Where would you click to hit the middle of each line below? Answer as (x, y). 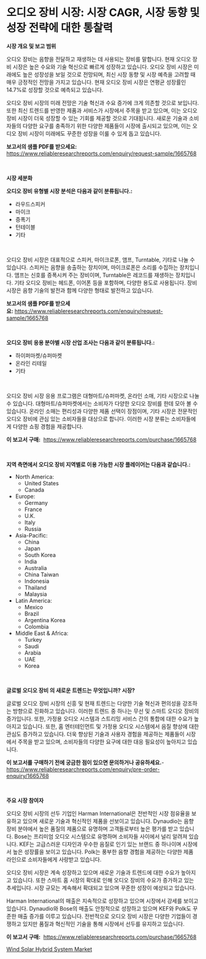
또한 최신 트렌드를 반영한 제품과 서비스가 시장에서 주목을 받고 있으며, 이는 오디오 (102, 110)
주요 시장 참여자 (25, 800)
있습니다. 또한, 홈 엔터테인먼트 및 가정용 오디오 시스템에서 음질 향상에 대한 (111, 726)
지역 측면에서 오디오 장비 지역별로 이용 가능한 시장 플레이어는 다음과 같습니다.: (99, 464)
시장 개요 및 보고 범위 (31, 46)
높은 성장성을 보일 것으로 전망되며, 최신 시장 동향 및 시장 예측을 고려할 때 (109, 74)
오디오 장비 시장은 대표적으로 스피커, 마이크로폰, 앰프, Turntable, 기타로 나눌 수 (101, 260)
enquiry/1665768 (28, 776)
